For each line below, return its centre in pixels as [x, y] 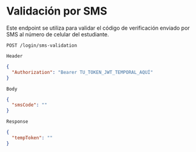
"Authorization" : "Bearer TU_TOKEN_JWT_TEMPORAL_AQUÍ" [83, 72]
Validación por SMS [57, 11]
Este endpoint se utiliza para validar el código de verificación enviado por [98, 28]
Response [17, 122]
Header [15, 56]
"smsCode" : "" [29, 105]
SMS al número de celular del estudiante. [58, 34]
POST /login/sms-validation [42, 45]
